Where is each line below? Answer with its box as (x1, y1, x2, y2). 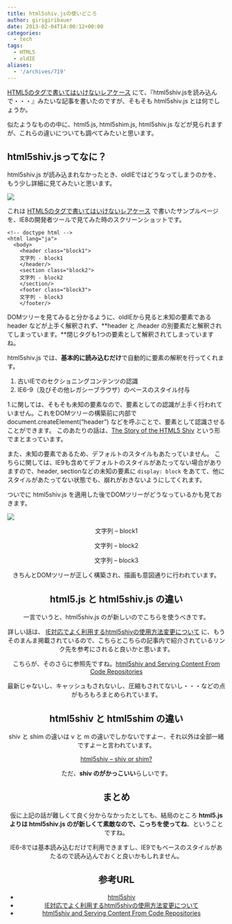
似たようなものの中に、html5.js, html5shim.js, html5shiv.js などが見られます (7, 120, 223, 128)
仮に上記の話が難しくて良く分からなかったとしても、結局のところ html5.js (10, 811, 223, 819)
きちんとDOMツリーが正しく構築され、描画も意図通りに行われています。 (12, 571, 220, 579)
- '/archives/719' (13, 68, 67, 75)
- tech (13, 36, 33, 43)
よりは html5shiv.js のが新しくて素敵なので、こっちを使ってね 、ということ (9, 819, 224, 828)
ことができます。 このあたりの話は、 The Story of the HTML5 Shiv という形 (7, 427, 221, 435)
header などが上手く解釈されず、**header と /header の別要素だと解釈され (7, 321, 222, 330)
